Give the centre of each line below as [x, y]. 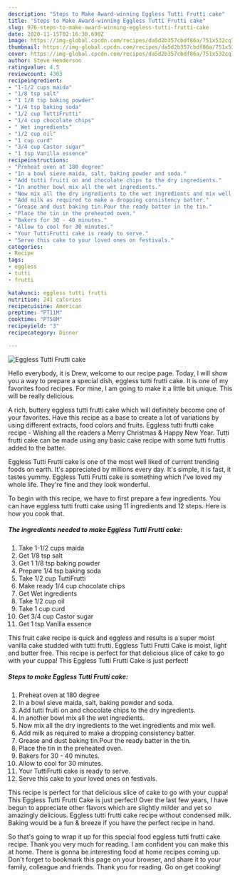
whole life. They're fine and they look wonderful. [79, 484]
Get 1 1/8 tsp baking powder [59, 563]
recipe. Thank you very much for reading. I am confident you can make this [118, 844]
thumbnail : [24, 47]
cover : [18, 54]
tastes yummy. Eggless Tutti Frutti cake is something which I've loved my [115, 477]
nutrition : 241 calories [45, 300]
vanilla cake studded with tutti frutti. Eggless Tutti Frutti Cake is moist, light [118, 645]
